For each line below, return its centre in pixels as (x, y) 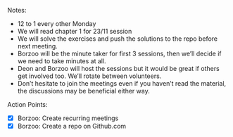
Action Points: (27, 104)
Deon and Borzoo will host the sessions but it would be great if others (118, 68)
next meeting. (37, 46)
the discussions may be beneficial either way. (83, 91)
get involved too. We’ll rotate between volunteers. (89, 76)
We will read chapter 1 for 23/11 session (75, 31)
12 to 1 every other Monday (57, 24)
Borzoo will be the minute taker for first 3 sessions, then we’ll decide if (119, 53)
